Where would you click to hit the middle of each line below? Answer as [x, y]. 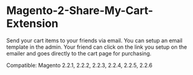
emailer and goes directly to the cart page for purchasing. [79, 53]
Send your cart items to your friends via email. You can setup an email [94, 40]
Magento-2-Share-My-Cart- [80, 11]
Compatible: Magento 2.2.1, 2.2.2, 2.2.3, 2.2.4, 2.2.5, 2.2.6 [79, 65]
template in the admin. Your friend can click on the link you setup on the [97, 47]
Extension [32, 23]
